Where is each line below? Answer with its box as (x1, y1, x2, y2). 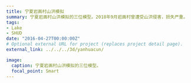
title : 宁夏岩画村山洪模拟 (6, 8, 65, 15)
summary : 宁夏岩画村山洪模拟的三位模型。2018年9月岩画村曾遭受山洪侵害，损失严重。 (6, 14, 188, 20)
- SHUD (6, 30, 22, 36)
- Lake (6, 25, 22, 31)
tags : (6, 19, 19, 25)
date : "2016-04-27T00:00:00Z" (6, 36, 81, 41)
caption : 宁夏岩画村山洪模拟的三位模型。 (11, 63, 101, 68)
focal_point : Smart (11, 68, 60, 74)
